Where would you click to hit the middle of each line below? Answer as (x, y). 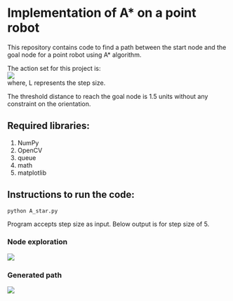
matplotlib (32, 173)
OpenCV (30, 150)
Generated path (34, 275)
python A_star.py (33, 211)
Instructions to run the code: (71, 195)
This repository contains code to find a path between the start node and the (117, 47)
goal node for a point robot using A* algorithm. (74, 55)
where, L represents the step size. (56, 83)
